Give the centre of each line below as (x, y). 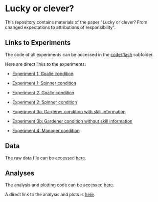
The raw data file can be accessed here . (46, 158)
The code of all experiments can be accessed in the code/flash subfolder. (79, 54)
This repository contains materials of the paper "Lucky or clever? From (76, 22)
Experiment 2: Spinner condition (45, 102)
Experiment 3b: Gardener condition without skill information (72, 121)
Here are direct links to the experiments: (45, 64)
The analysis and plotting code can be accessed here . (60, 185)
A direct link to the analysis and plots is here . (50, 195)
